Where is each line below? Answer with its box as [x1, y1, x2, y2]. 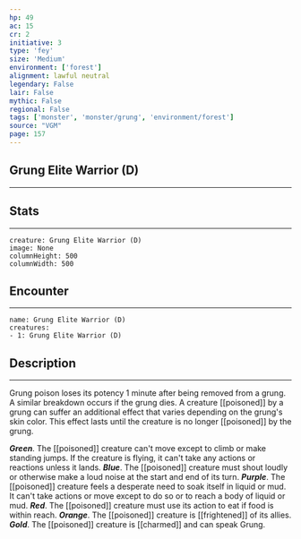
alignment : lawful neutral [9, 72, 110, 81]
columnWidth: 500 [9, 259, 74, 269]
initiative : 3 [9, 38, 63, 47]
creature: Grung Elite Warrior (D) [9, 235, 142, 244]
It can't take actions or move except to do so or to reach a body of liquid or [9, 491, 286, 501]
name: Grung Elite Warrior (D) [9, 315, 126, 325]
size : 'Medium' [9, 55, 66, 64]
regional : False [9, 105, 70, 114]
